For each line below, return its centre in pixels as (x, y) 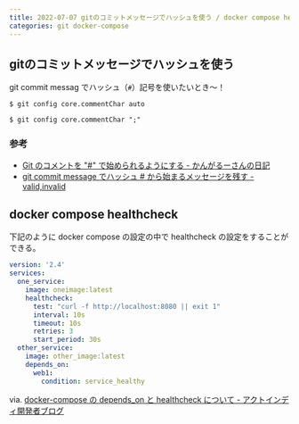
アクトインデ (266, 399)
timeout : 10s (57, 323)
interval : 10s (59, 315)
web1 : (43, 373)
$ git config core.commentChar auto (77, 104)
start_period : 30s (67, 340)
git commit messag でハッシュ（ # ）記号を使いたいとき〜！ (117, 87)
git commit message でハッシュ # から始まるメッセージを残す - (138, 176)
